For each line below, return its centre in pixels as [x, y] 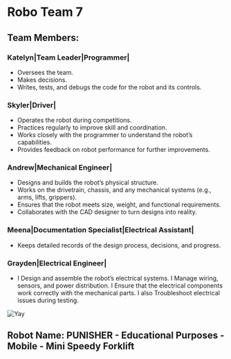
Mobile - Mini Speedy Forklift [71, 346]
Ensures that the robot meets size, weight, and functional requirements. [119, 204]
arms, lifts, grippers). [47, 198]
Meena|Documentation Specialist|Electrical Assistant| [101, 230]
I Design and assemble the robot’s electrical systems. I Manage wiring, [118, 279]
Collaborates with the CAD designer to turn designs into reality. [107, 212]
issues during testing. [48, 300]
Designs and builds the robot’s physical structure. [88, 183]
